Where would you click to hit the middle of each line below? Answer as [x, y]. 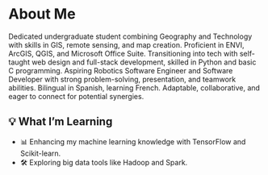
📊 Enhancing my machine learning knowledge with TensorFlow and [133, 141]
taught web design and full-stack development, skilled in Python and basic [132, 62]
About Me [42, 14]
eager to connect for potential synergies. [76, 96]
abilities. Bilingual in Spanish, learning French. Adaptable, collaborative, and [134, 87]
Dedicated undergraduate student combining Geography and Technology [130, 36]
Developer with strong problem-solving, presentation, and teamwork [122, 79]
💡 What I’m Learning [61, 122]
